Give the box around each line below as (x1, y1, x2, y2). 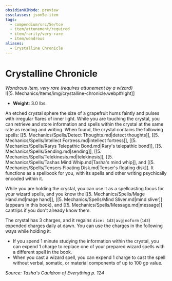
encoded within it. (5, 175, 44, 182)
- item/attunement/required (10, 27, 70, 32)
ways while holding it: (5, 228, 51, 234)
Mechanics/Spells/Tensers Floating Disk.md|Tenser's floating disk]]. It (5, 165, 154, 171)
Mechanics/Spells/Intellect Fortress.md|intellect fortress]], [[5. (5, 137, 137, 144)
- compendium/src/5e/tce (10, 22, 63, 27)
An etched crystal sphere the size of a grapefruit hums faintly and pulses (5, 110, 160, 116)
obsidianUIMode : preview (5, 7, 59, 13)
